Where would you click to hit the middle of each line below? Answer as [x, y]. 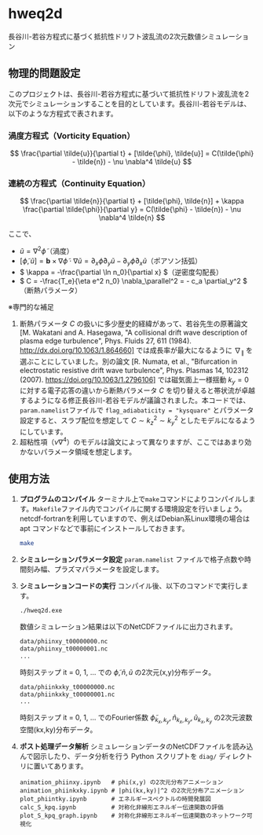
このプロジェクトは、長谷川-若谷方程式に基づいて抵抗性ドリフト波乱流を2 [129, 93]
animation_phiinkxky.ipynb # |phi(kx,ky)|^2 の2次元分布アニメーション [132, 791]
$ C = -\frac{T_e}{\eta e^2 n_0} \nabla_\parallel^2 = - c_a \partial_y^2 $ [133, 280]
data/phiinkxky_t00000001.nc [67, 694]
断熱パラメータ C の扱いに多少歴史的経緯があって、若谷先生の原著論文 [134, 324]
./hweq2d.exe [41, 611]
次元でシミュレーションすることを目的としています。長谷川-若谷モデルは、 [130, 104]
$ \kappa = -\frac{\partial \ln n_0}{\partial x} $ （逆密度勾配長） [121, 272]
